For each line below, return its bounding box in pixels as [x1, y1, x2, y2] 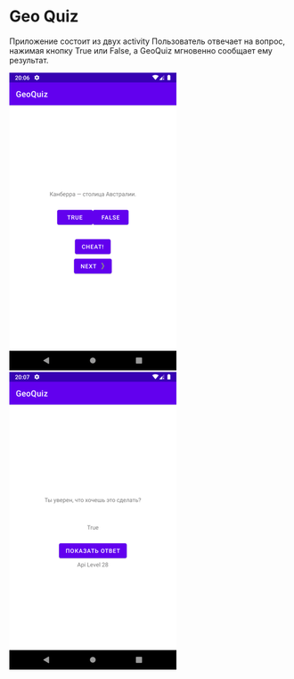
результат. [9, 54, 49, 65]
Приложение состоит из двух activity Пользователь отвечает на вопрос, [9, 36, 286, 46]
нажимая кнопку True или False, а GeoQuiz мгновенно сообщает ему [9, 45, 274, 55]
